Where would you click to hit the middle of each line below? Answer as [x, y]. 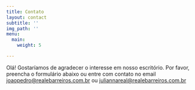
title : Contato [25, 12]
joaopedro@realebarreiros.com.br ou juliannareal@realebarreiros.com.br [96, 80]
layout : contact [26, 17]
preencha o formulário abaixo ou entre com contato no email [81, 74]
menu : [13, 34]
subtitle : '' [22, 23]
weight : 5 [29, 46]
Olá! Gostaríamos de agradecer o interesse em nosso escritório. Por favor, [98, 67]
